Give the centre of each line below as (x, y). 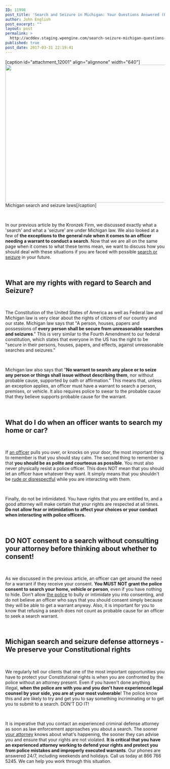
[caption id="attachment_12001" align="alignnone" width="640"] (73, 62)
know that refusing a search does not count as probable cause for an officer (85, 611)
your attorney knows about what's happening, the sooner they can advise (82, 734)
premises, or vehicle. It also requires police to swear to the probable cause (83, 391)
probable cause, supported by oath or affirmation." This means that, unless (83, 380)
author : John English (28, 19)
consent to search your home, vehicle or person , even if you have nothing (83, 589)
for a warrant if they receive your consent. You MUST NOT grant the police (84, 584)
